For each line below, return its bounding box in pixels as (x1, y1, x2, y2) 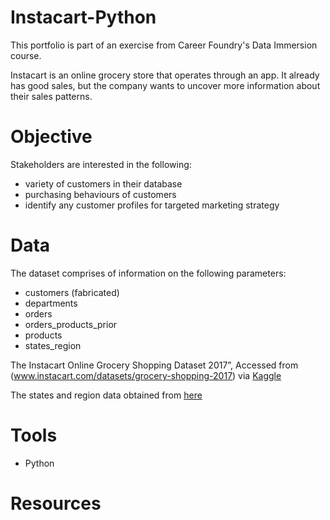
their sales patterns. (10, 90, 93, 102)
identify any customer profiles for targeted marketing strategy (24, 199, 280, 211)
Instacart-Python (10, 6, 157, 29)
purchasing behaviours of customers (24, 188, 177, 200)
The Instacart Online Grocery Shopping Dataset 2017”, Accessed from (10, 359, 299, 371)
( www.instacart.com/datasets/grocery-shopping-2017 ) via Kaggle (10, 369, 282, 381)
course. (10, 49, 42, 61)
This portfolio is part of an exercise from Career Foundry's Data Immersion (10, 39, 318, 51)
